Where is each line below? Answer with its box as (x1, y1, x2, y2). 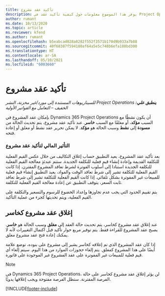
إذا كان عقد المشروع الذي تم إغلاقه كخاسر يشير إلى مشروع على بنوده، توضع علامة (5, 241, 156, 247)
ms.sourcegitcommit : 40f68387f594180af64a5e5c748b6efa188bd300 (5, 44, 138, 49)
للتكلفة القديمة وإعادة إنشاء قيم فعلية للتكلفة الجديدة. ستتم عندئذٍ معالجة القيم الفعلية (5, 158, 160, 165)
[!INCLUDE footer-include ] (5, 286, 58, 292)
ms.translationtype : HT (5, 48, 54, 53)
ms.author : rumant (5, 35, 43, 40)
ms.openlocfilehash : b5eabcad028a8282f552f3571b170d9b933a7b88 (5, 39, 138, 44)
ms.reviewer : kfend (5, 30, 46, 35)
